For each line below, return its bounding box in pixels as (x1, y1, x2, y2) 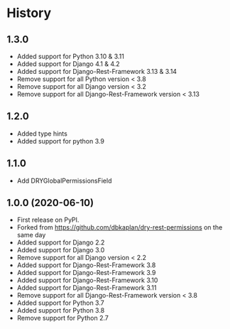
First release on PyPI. (16, 215, 80, 225)
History (6, 5, 52, 21)
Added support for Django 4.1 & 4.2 (16, 60, 120, 68)
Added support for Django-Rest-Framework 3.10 (16, 276, 158, 285)
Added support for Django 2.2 (16, 238, 105, 247)
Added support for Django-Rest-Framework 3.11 (16, 284, 157, 292)
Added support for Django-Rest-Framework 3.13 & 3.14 (16, 68, 177, 75)
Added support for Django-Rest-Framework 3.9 (16, 269, 156, 277)
